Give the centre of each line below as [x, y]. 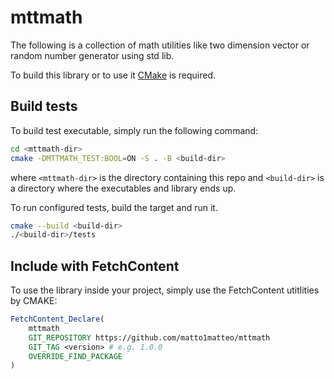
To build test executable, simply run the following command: [134, 130]
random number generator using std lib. [92, 55]
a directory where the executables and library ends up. [123, 188]
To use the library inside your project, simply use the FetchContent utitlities [165, 290]
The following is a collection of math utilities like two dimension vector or [160, 45]
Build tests [44, 106]
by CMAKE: [34, 301]
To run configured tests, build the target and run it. [114, 207]
